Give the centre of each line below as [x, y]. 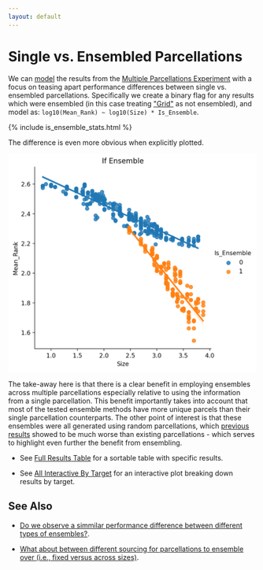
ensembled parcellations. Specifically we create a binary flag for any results [131, 95]
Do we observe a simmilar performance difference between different [131, 525]
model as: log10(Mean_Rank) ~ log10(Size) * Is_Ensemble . [104, 112]
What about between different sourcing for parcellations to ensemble [131, 549]
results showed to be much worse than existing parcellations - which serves [131, 435]
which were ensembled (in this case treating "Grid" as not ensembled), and [130, 103]
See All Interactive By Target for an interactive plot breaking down [126, 473]
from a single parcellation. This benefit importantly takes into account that [128, 401]
